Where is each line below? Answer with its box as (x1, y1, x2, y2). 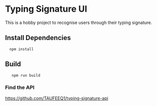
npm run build (11, 73, 41, 78)
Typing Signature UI (5, 3, 88, 15)
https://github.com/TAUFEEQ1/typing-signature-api (5, 95, 109, 101)
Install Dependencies (5, 34, 71, 42)
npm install (9, 46, 34, 52)
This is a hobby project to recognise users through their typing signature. (5, 20, 153, 25)
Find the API (5, 84, 35, 91)
